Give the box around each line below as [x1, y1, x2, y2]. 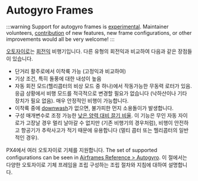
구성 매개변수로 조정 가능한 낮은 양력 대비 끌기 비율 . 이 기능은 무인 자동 [14, 111, 177, 119]
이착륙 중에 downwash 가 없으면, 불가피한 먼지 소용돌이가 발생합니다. [14, 104, 174, 111]
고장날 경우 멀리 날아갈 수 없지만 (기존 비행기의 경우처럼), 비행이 [25, 119, 173, 126]
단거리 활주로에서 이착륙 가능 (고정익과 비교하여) [14, 67, 126, 74]
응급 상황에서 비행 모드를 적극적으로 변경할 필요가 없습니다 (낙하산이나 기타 [14, 90, 187, 97]
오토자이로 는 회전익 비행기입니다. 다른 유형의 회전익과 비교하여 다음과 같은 [6, 48, 177, 55]
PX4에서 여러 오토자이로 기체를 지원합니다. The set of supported [6, 146, 158, 153]
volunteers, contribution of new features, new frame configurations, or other [6, 29, 192, 36]
